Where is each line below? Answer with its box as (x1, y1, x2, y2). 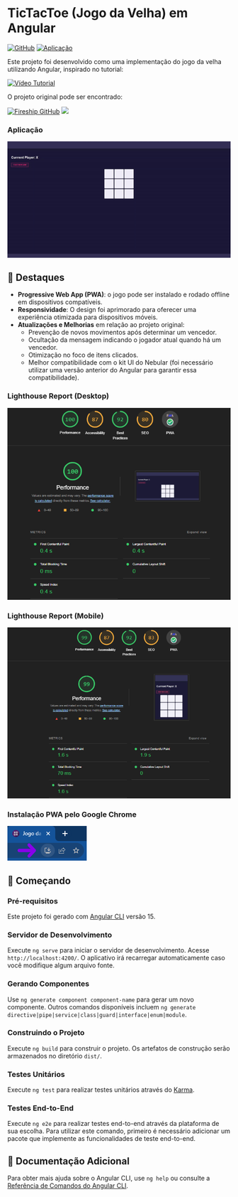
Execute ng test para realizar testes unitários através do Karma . (7, 1085, 195, 1094)
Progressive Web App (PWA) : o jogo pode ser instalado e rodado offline (17, 290, 230, 299)
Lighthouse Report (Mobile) (7, 611, 104, 621)
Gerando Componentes (7, 979, 90, 989)
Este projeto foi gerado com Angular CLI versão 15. (7, 912, 156, 920)
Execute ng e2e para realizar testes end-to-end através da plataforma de (7, 1120, 220, 1128)
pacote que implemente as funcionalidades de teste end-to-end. (7, 1134, 196, 1143)
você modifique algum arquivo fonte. (7, 961, 115, 970)
